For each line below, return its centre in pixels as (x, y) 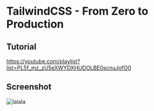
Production (35, 24)
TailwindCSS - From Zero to (77, 11)
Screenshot (29, 87)
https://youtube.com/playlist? (43, 61)
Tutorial (21, 47)
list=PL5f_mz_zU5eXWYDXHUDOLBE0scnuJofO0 (69, 68)
